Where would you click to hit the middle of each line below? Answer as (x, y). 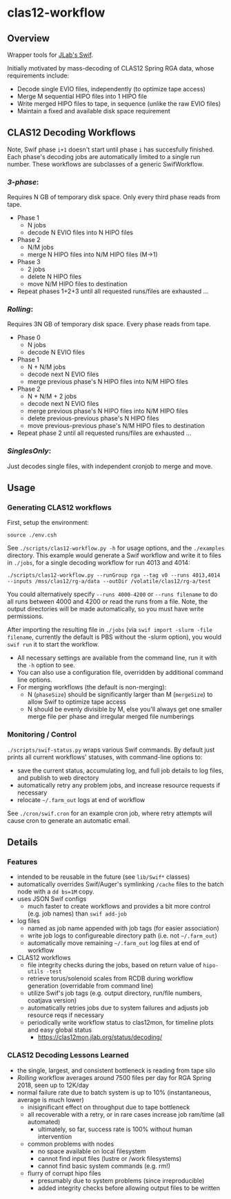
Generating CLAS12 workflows (59, 508)
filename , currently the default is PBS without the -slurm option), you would (114, 637)
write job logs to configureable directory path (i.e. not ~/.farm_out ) (122, 936)
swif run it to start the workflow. (53, 644)
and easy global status (60, 1030)
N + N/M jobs (47, 367)
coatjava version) (52, 1001)
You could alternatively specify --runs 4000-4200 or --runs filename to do (112, 594)
